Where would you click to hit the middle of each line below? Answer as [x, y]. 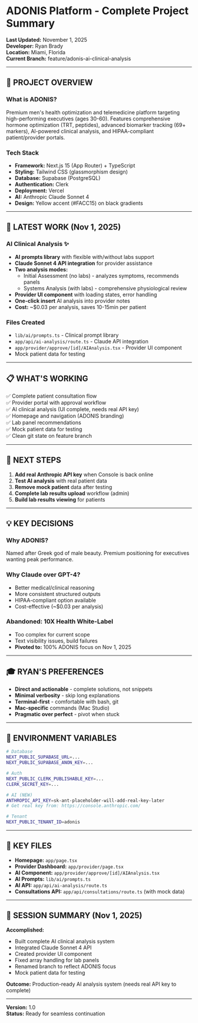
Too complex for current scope [52, 634]
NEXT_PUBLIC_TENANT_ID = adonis [43, 822]
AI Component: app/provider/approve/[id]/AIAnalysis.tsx [87, 873]
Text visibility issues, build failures [56, 641]
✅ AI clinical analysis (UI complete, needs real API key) [73, 409]
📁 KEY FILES [29, 846]
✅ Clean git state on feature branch [49, 435]
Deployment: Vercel [39, 191]
